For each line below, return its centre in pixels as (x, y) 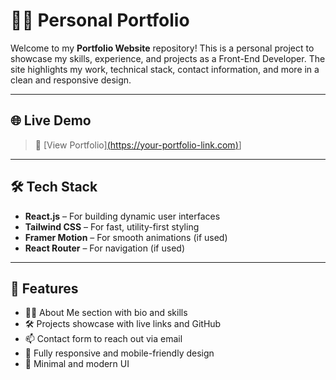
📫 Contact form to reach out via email (103, 339)
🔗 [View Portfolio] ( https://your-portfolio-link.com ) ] (138, 145)
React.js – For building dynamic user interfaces (122, 216)
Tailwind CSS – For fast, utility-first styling (112, 226)
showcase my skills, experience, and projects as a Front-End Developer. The (168, 58)
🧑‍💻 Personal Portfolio (100, 20)
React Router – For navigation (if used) (104, 248)
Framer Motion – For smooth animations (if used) (126, 237)
